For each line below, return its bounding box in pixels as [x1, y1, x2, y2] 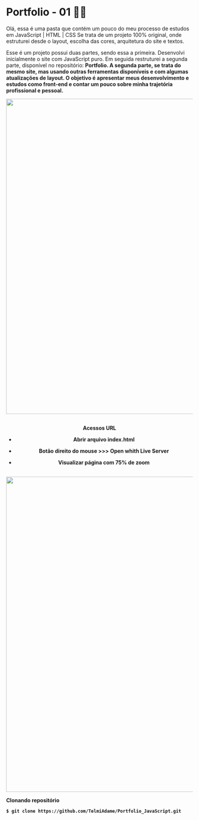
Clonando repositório [6, 796, 60, 803]
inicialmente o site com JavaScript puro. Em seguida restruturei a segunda [6, 55, 188, 62]
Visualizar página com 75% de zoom [58, 459, 150, 466]
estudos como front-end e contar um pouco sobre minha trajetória [6, 80, 173, 88]
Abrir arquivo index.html [73, 436, 135, 443]
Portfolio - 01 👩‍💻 [6, 5, 87, 19]
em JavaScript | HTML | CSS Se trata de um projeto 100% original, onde [6, 31, 182, 38]
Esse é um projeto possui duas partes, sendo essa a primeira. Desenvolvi [6, 49, 185, 56]
